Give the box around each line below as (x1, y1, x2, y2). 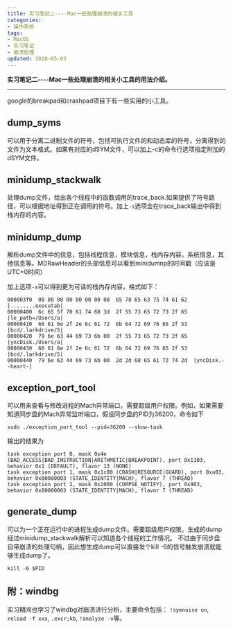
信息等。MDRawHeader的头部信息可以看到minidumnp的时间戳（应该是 (12, 259, 216, 268)
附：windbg (7, 585, 59, 597)
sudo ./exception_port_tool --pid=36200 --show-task (7, 424, 163, 431)
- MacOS (7, 36, 30, 43)
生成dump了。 (12, 551, 54, 559)
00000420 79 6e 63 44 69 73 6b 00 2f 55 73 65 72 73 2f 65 (7, 333, 188, 340)
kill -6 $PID (7, 565, 45, 572)
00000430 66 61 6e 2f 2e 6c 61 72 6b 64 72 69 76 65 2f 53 (7, 345, 188, 352)
